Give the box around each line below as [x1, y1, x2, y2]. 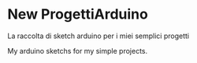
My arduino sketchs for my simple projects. [7, 46, 147, 55]
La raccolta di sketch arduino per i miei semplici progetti [7, 31, 190, 40]
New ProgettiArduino [7, 5, 149, 23]
